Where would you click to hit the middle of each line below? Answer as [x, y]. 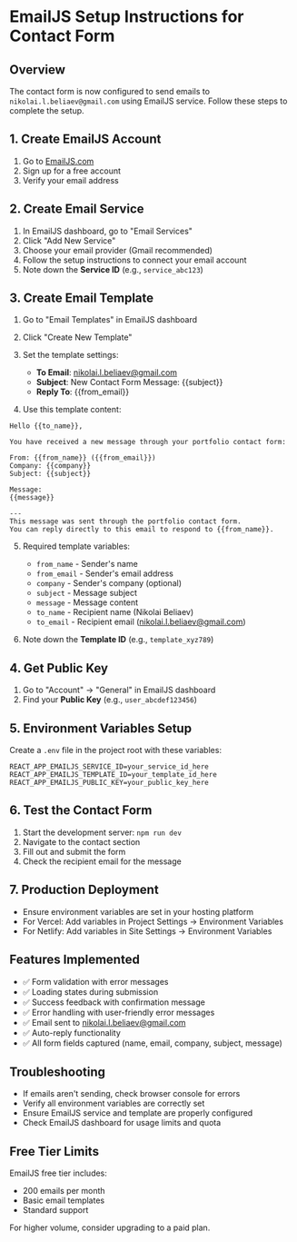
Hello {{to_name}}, [46, 426]
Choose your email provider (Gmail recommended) [118, 250]
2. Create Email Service [77, 209]
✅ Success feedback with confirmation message [114, 1002]
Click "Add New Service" [69, 240]
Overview [38, 70]
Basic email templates [64, 1200]
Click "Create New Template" [77, 337]
